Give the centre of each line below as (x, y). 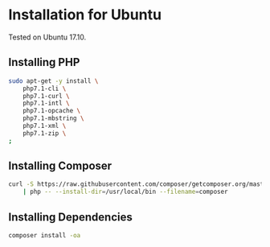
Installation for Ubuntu (85, 15)
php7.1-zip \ (45, 133)
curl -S (21, 184)
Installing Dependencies (70, 217)
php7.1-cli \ (45, 89)
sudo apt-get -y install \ (53, 81)
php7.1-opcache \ (52, 111)
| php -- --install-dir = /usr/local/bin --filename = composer (125, 192)
